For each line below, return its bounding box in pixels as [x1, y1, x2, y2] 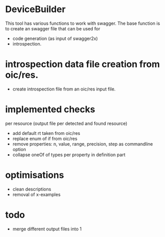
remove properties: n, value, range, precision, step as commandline [12, 140, 153, 147]
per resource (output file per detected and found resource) [5, 120, 128, 126]
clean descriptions [12, 186, 51, 192]
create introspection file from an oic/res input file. [12, 86, 116, 92]
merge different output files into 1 [12, 226, 82, 232]
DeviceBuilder [5, 4, 66, 15]
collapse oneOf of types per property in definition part [12, 152, 126, 158]
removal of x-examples [12, 191, 61, 198]
